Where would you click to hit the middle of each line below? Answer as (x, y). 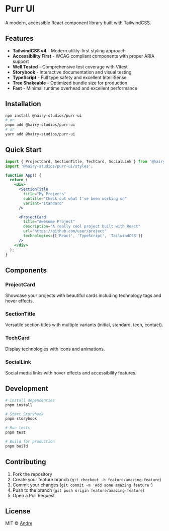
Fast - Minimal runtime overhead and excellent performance (75, 88)
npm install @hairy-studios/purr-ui (44, 116)
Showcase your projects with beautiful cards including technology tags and (83, 295)
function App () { (23, 175)
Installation (23, 104)
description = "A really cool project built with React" (82, 226)
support (21, 61)
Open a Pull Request (34, 495)
